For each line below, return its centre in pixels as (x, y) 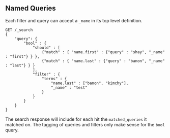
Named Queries (31, 8)
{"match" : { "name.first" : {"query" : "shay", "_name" (103, 52)
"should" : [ (46, 48)
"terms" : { (54, 79)
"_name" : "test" (69, 88)
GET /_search (19, 30)
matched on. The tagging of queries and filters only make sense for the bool (85, 124)
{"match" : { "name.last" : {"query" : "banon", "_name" (103, 61)
